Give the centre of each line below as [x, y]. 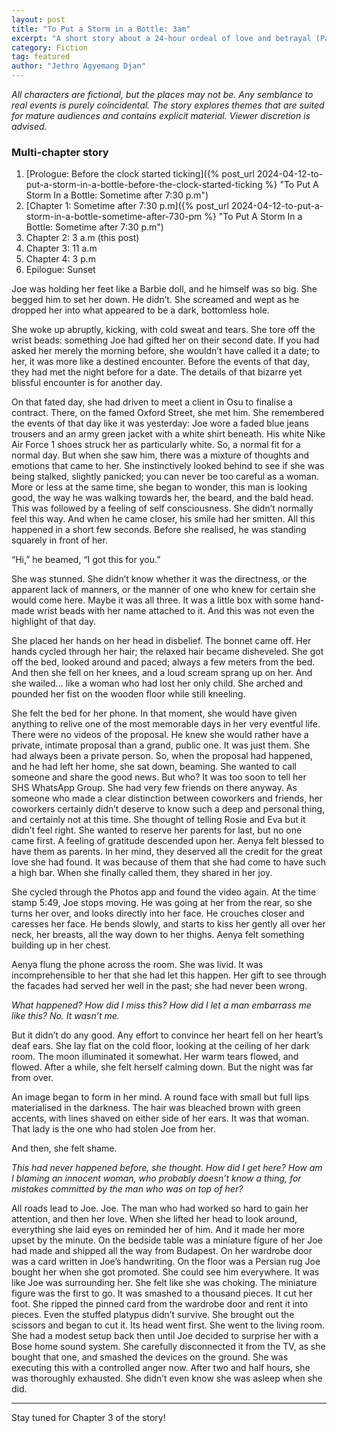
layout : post [38, 19]
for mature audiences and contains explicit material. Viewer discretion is [161, 115]
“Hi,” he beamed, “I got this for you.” [86, 560]
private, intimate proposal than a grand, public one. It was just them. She [161, 745]
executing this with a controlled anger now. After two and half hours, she [161, 1368]
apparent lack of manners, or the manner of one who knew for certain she [164, 590]
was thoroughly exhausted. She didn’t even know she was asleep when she [167, 1378]
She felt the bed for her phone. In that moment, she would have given [154, 713]
